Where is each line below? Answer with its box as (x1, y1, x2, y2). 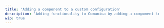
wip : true (5, 16, 25, 20)
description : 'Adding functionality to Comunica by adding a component (5, 11, 154, 16)
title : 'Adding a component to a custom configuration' (5, 7, 121, 12)
